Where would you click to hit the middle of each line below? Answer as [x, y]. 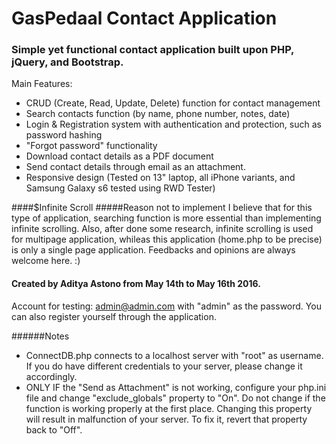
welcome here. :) [46, 261]
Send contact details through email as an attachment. [135, 167]
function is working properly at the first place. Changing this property [169, 408]
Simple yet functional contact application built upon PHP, [153, 50]
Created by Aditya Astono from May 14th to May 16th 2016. [136, 284]
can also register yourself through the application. [114, 316]
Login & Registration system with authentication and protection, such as [173, 124]
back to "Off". [54, 429]
